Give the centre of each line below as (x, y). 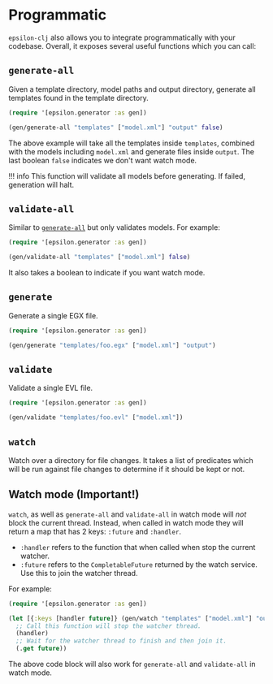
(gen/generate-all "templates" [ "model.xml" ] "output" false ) (116, 128)
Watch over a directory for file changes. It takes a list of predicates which (131, 460)
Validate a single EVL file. (51, 388)
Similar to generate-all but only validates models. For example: (115, 227)
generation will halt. (41, 184)
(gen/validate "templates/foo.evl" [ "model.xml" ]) (96, 418)
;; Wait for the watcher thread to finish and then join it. (121, 641)
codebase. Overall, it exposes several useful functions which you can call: (132, 45)
